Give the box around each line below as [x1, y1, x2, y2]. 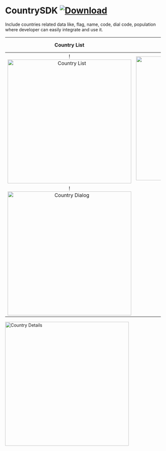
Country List [54, 41, 85, 48]
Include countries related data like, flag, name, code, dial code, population [5, 21, 156, 27]
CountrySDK [5, 5, 58, 16]
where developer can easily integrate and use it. [5, 26, 103, 32]
